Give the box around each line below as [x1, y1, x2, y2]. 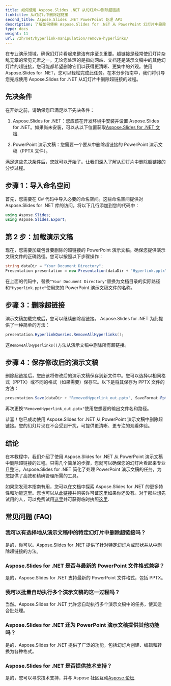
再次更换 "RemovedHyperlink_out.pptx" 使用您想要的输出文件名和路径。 [5, 405, 152, 412]
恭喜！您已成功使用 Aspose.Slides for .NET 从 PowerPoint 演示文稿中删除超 [5, 416, 163, 422]
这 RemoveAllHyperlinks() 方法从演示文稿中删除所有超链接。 [5, 342, 129, 348]
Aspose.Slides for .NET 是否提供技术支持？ [5, 662, 112, 669]
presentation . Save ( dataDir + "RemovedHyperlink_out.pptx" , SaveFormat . [5, 396, 160, 401]
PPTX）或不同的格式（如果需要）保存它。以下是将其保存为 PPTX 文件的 [14, 379, 165, 385]
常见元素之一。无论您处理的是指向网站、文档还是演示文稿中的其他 [22, 57, 161, 63]
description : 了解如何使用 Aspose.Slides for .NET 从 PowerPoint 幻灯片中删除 [5, 21, 166, 27]
